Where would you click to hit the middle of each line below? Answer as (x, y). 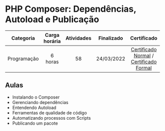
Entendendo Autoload (34, 107)
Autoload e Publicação (52, 19)
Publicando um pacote (35, 123)
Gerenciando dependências (40, 102)
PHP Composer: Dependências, (71, 9)
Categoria (23, 38)
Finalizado (110, 38)
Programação (23, 58)
